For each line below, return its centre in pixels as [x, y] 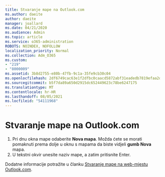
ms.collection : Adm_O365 [30, 55]
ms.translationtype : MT [29, 87]
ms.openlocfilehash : [26, 78]
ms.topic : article [24, 37]
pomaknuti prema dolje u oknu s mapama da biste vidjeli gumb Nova [82, 144]
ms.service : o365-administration [39, 42]
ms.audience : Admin [25, 32]
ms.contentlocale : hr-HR [30, 92]
